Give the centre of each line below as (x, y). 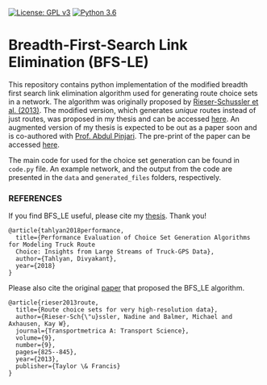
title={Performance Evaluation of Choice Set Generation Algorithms (133, 238)
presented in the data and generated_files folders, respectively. (115, 177)
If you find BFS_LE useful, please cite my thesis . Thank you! (108, 216)
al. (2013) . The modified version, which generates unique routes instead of (132, 110)
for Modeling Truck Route (52, 245)
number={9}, (36, 345)
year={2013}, (38, 359)
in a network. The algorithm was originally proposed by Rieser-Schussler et (133, 102)
